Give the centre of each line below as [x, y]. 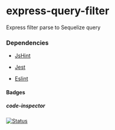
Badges [16, 92]
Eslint [21, 79]
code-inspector [26, 106]
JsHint [22, 56]
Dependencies [27, 43]
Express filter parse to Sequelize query [53, 27]
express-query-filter [58, 11]
